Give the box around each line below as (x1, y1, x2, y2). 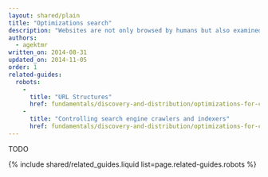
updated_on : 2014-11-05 (8, 56, 88, 64)
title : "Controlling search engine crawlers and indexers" (29, 115, 230, 123)
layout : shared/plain (8, 11, 81, 20)
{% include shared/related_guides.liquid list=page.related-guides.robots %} (8, 160, 257, 169)
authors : (8, 33, 37, 42)
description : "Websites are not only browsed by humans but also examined (8, 26, 262, 34)
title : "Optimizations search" (8, 19, 112, 27)
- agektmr (15, 41, 48, 49)
